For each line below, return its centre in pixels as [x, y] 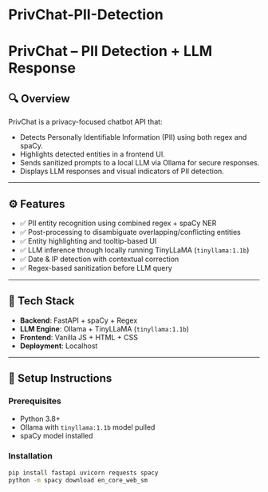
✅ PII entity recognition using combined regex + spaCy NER [118, 223]
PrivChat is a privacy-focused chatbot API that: [85, 122]
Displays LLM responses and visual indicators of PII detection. [122, 171]
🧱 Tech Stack [41, 301]
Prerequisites [35, 401]
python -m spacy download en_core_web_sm [78, 480]
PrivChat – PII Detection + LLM [110, 52]
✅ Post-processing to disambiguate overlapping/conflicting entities [130, 232]
